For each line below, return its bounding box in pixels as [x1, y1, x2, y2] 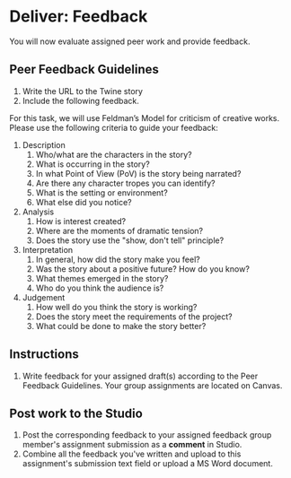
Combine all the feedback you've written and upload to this [22, 448, 242, 459]
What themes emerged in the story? [35, 273, 169, 283]
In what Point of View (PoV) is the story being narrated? [35, 168, 242, 178]
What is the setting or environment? [35, 187, 168, 198]
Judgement [22, 291, 66, 302]
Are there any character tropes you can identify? [35, 178, 216, 188]
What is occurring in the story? [35, 159, 150, 169]
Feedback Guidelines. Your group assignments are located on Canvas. [22, 379, 283, 391]
